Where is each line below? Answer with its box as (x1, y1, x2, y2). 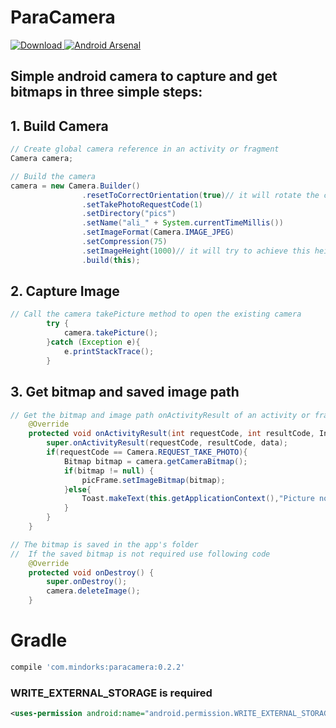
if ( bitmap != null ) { (63, 466, 155, 476)
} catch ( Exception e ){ (46, 337, 141, 348)
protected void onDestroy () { (28, 567, 155, 578)
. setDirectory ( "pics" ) (81, 209, 177, 219)
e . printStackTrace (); (63, 346, 155, 356)
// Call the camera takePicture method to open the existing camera (10, 309, 302, 320)
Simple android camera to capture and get (10, 68, 278, 85)
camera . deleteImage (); (46, 586, 141, 596)
